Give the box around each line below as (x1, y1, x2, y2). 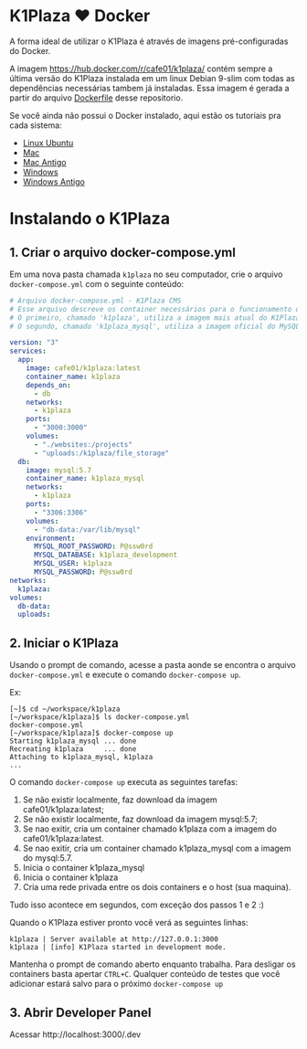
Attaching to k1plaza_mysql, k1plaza (9, 753, 153, 762)
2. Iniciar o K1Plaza (9, 635, 119, 651)
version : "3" (9, 338, 59, 347)
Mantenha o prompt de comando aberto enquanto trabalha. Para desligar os (9, 959, 296, 970)
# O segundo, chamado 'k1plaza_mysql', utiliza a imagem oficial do (9, 322, 276, 331)
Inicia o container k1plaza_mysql (22, 863, 144, 874)
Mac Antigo (22, 156, 67, 167)
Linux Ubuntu (22, 137, 74, 148)
